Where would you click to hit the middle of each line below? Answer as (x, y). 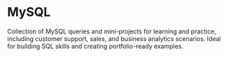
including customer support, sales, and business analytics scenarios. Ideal (114, 38)
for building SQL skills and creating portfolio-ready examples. (95, 46)
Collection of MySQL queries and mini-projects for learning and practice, (112, 31)
